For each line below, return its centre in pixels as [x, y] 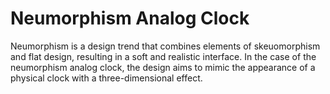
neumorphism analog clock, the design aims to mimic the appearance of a [163, 67]
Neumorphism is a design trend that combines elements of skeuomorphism [165, 46]
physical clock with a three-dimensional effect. [106, 78]
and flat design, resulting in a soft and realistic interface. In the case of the [163, 56]
